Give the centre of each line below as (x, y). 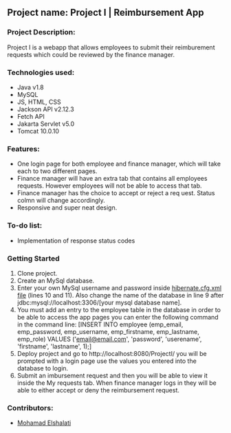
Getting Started (33, 258)
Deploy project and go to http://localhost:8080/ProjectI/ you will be (112, 353)
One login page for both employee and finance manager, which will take (119, 164)
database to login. (43, 368)
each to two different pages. (57, 171)
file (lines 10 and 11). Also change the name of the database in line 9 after (120, 295)
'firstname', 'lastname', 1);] (54, 346)
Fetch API (31, 116)
